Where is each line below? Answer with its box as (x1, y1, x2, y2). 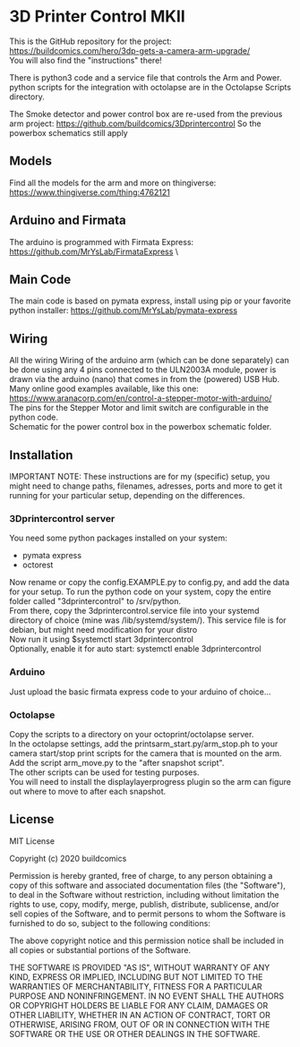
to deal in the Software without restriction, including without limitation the (9, 889, 279, 900)
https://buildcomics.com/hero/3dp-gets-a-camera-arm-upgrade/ (9, 45, 251, 55)
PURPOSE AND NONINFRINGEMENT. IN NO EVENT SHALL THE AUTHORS (9, 991, 285, 1001)
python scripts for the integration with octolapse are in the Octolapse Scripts (9, 81, 292, 92)
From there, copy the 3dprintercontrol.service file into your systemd (9, 606, 260, 617)
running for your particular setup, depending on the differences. (9, 490, 245, 500)
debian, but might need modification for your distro (9, 625, 198, 635)
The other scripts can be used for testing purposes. (9, 767, 200, 778)
